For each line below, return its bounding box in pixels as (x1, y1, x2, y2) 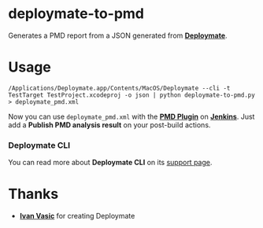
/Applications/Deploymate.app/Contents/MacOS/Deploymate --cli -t (8, 84, 231, 92)
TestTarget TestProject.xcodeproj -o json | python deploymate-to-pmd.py (8, 91, 256, 99)
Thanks (8, 186, 59, 203)
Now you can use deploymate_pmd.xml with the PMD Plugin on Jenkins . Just (8, 112, 255, 121)
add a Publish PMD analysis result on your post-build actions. (8, 120, 211, 130)
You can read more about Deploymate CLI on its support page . (8, 158, 213, 167)
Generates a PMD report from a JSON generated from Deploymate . (8, 31, 228, 40)
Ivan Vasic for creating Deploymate (19, 211, 135, 221)
